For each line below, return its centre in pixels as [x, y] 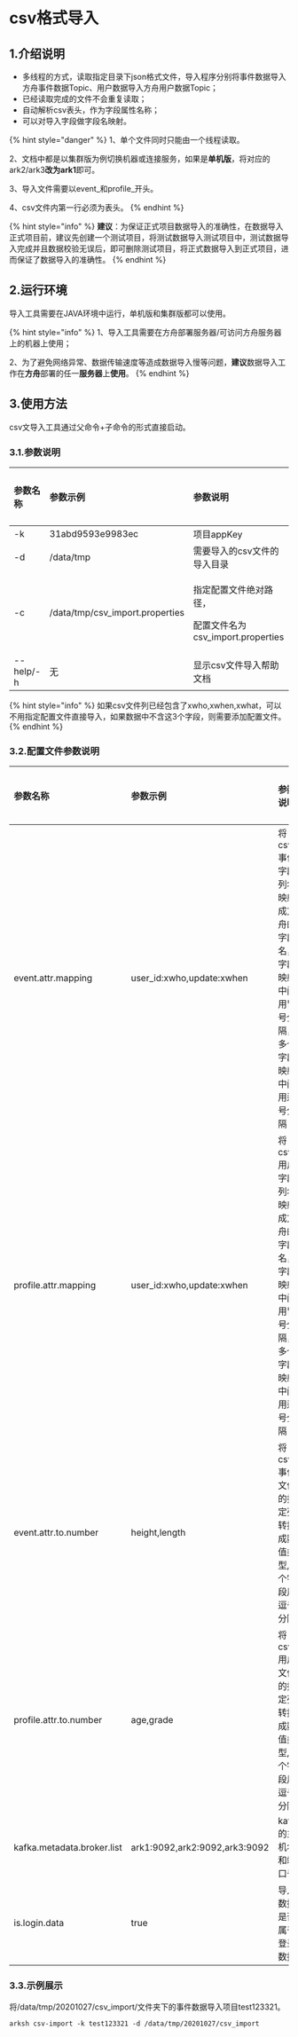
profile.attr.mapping [55, 1286]
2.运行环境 [39, 291]
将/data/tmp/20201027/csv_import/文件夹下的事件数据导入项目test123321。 [147, 2007]
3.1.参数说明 [35, 452]
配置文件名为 [220, 625]
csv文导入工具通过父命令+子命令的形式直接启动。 [100, 427]
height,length [158, 1533]
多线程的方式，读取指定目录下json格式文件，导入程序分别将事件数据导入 [154, 77]
